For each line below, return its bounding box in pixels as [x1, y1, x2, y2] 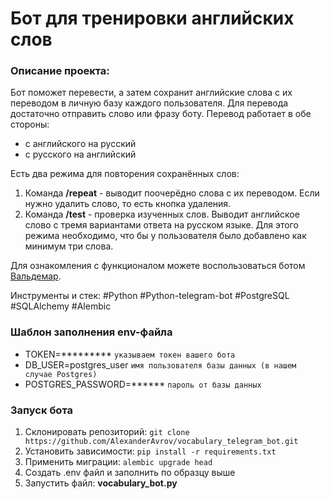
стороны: [10, 118, 50, 131]
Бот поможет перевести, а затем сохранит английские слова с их [10, 87, 293, 99]
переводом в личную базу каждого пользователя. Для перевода [10, 97, 289, 109]
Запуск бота [10, 403, 74, 417]
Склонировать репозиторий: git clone [24, 426, 190, 438]
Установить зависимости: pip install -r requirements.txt [24, 445, 277, 457]
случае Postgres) [24, 369, 98, 379]
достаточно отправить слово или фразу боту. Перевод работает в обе [10, 108, 312, 120]
